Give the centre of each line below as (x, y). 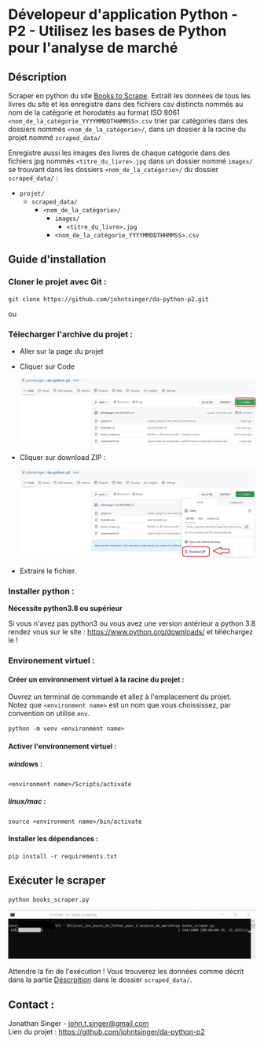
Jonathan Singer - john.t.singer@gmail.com (79, 1023)
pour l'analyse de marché (93, 48)
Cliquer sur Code (47, 366)
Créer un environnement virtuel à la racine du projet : (96, 679)
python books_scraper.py (49, 899)
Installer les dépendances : (53, 839)
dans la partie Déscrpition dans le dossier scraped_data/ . (100, 980)
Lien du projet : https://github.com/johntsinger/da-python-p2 (107, 1031)
